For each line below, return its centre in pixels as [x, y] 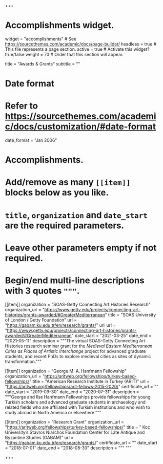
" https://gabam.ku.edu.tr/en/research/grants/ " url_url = [61, 325]
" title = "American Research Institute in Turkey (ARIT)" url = [89, 381]
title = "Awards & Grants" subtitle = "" [43, 63]
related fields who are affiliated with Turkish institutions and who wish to [78, 407]
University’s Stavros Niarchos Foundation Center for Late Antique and [75, 432]
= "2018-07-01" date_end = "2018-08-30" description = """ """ [68, 448]
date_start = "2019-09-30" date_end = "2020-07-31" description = [72, 392]
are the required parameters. [65, 225]
